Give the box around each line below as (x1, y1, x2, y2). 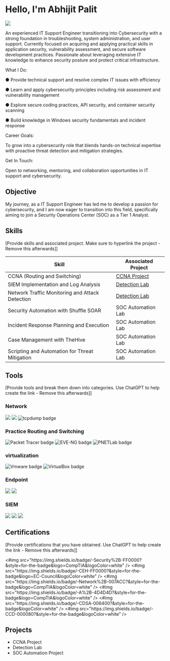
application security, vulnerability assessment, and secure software (5, 46, 146, 52)
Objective (5, 187, 37, 196)
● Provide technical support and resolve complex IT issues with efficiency (5, 76, 160, 82)
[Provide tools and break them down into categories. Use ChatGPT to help (5, 385, 160, 391)
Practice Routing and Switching (5, 427, 84, 435)
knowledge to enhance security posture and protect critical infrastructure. (5, 57, 160, 63)
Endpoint (5, 476, 28, 483)
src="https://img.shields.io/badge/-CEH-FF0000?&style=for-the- (5, 567, 142, 573)
